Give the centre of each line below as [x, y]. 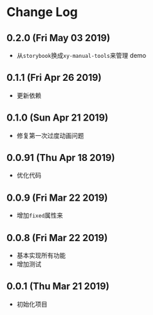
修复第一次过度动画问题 [50, 135]
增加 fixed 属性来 [40, 215]
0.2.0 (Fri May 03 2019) [58, 38]
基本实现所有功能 [41, 256]
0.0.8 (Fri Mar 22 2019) [57, 238]
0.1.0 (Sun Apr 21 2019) [57, 118]
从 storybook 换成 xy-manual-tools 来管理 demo [81, 55]
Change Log [42, 12]
